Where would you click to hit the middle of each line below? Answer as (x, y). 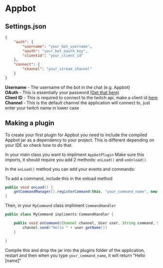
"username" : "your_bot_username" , (57, 47)
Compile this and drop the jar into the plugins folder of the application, (75, 250)
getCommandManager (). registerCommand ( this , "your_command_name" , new (86, 192)
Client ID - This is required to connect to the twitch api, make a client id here (81, 97)
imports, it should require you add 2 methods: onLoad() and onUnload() (76, 159)
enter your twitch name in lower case (42, 108)
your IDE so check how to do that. (39, 145)
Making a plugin (30, 123)
